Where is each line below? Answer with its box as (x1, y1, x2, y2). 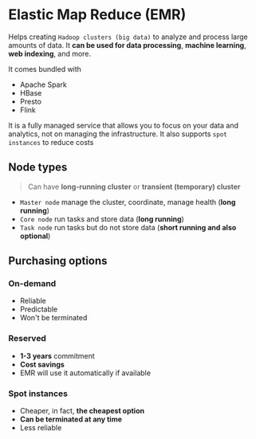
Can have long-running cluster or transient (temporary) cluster (27, 182, 241, 191)
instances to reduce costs (8, 137, 94, 147)
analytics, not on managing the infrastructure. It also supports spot (8, 129, 227, 139)
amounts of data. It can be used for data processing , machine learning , (8, 40, 246, 49)
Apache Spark (19, 80, 68, 89)
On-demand (8, 278, 57, 289)
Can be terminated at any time (19, 414, 122, 424)
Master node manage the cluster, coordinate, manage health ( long (19, 197, 236, 206)
